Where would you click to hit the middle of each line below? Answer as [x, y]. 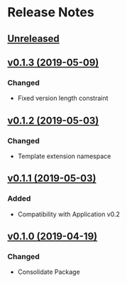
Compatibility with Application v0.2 [69, 214]
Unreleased [34, 39]
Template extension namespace [64, 156]
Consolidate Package [49, 272]
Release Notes [51, 12]
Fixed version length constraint [63, 98]
